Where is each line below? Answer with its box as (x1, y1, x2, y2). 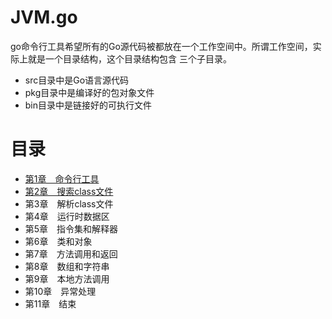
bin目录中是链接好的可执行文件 (24, 99, 153, 111)
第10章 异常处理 (24, 285, 97, 297)
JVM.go (10, 6, 78, 29)
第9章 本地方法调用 (24, 272, 110, 285)
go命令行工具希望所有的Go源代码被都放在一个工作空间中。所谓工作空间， (10, 40, 313, 52)
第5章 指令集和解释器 (24, 222, 119, 235)
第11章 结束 (24, 297, 77, 310)
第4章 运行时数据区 (24, 210, 110, 222)
